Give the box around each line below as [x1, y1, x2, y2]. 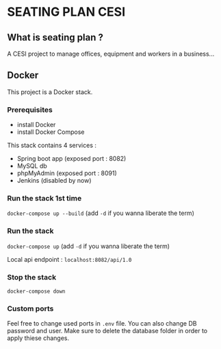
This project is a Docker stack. [7, 87, 93, 96]
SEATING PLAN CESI [7, 4, 126, 20]
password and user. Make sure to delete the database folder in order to [7, 327, 207, 335]
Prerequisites [7, 104, 53, 114]
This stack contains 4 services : [7, 142, 97, 150]
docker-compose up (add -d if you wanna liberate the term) [7, 242, 170, 250]
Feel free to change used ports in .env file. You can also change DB [7, 319, 197, 328]
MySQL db [16, 162, 48, 170]
